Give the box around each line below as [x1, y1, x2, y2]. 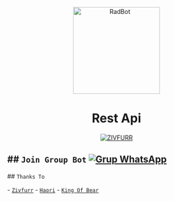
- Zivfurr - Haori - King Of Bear [7, 185, 99, 194]
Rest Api [92, 111, 141, 127]
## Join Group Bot [7, 154, 87, 166]
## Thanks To [7, 172, 45, 180]
